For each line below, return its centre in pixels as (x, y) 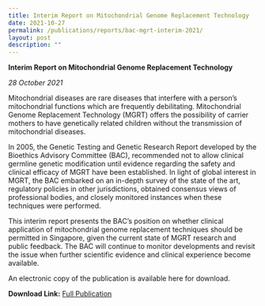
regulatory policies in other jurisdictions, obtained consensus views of (122, 189)
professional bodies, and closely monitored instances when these (115, 198)
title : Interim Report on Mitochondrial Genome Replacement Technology (129, 15)
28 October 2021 (36, 83)
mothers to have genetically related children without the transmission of (125, 123)
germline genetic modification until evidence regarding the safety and (122, 164)
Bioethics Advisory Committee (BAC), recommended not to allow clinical (126, 156)
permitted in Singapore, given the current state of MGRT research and (122, 238)
